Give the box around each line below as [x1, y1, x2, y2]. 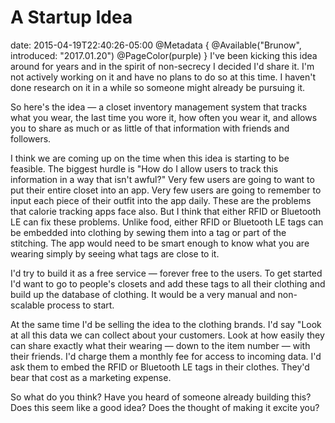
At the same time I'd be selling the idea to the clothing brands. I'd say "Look [10, 318, 322, 330]
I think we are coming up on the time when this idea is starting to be [10, 152, 290, 164]
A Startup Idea [10, 6, 133, 29]
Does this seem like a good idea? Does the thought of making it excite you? [10, 401, 320, 413]
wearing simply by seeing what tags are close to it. [10, 247, 220, 260]
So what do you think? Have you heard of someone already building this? [10, 391, 312, 403]
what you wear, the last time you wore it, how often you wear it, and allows [10, 111, 318, 123]
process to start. [46, 299, 115, 311]
